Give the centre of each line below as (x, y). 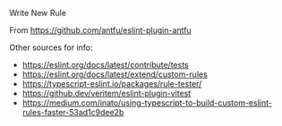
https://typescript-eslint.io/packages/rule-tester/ (112, 84)
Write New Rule (38, 13)
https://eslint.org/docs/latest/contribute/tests (106, 65)
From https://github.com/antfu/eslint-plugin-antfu (100, 30)
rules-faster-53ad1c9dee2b (73, 112)
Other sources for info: (51, 47)
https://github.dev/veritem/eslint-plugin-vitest (107, 93)
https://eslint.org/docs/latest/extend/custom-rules (115, 74)
